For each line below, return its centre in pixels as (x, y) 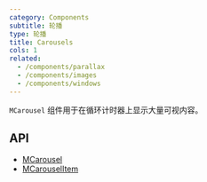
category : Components (49, 17)
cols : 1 (24, 51)
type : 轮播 (28, 34)
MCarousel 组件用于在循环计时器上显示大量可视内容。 (106, 110)
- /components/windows (59, 83)
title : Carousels (41, 42)
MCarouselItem (50, 169)
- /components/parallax (61, 67)
